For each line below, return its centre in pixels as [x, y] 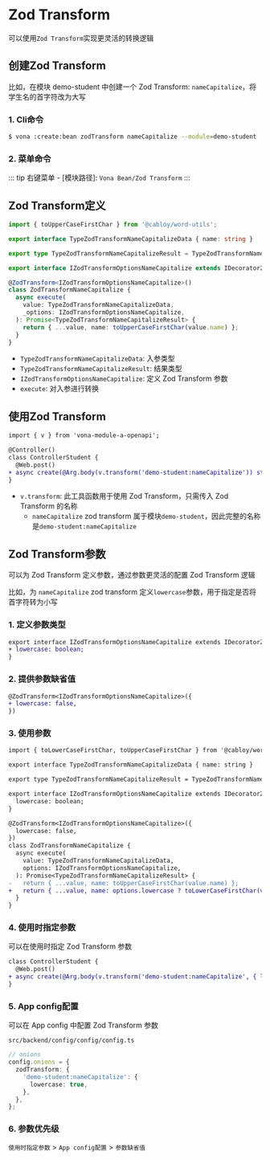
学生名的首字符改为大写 [47, 96]
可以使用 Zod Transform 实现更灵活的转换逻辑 [81, 38]
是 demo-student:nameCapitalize [84, 526]
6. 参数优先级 [34, 1129]
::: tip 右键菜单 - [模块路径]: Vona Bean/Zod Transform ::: [99, 178]
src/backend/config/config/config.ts [72, 1041]
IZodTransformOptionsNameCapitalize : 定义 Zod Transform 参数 [124, 378]
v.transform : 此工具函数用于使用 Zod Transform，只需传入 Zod [124, 496]
